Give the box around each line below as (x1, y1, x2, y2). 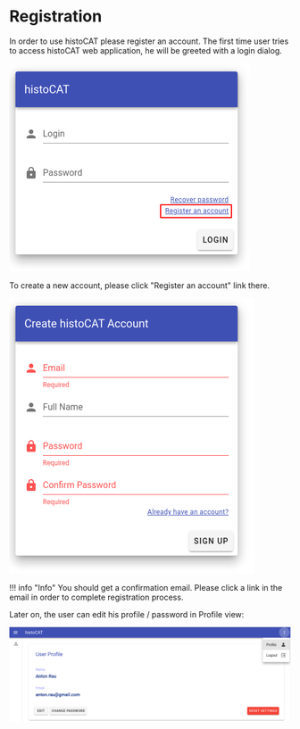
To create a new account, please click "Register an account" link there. (9, 279, 271, 291)
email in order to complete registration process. (9, 592, 184, 602)
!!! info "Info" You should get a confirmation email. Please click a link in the (9, 582, 283, 592)
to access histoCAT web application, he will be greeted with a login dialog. (9, 45, 283, 55)
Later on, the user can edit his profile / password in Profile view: (9, 609, 245, 619)
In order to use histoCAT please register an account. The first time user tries (9, 36, 289, 46)
